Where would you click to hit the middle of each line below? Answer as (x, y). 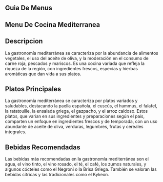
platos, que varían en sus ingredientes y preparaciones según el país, (75, 116)
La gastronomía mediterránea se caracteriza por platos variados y (71, 101)
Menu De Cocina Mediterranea (52, 25)
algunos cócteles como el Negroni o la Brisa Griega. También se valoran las (81, 169)
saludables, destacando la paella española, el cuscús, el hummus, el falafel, (81, 106)
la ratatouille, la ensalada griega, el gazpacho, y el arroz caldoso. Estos (76, 111)
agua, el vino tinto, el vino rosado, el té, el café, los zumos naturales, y (76, 164)
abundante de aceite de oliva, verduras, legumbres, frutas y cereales (74, 127)
